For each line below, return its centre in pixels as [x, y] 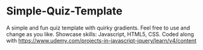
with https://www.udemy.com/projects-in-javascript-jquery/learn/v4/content [101, 40]
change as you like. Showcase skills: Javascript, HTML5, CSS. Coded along [100, 34]
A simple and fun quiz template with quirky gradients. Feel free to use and [98, 28]
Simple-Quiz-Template [64, 11]
